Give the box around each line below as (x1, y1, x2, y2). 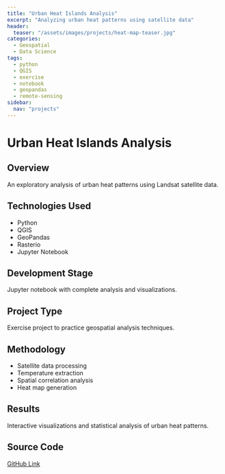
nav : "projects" (13, 105, 59, 112)
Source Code (7, 441, 64, 453)
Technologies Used (7, 200, 91, 212)
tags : (7, 55, 23, 62)
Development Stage (7, 267, 94, 279)
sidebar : (7, 99, 32, 106)
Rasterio (16, 240, 41, 249)
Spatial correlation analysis (16, 376, 94, 384)
